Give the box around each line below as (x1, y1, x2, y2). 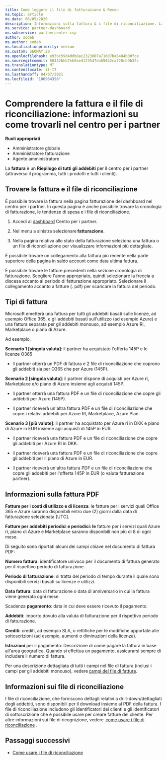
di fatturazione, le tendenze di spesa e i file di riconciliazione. (5, 209, 131, 215)
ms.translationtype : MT (5, 63, 55, 68)
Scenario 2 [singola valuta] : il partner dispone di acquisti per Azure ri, (5, 376, 149, 381)
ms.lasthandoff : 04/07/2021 (5, 72, 64, 77)
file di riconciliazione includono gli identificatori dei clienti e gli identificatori (5, 706, 160, 712)
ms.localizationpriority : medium (5, 44, 75, 49)
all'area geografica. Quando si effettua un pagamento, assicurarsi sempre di (5, 648, 161, 654)
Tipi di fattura (5, 298, 48, 306)
